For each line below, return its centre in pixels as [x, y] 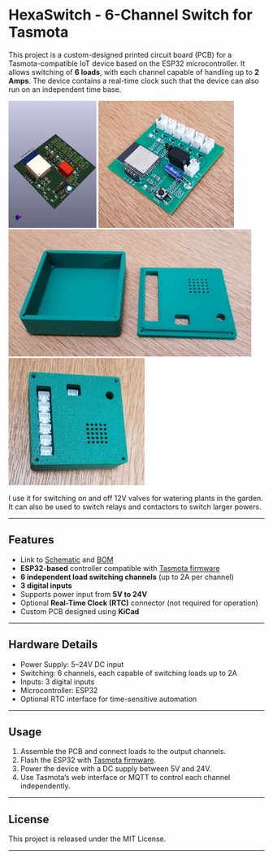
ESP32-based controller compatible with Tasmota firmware [120, 568]
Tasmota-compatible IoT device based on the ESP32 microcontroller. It [127, 63]
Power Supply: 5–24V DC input [72, 664]
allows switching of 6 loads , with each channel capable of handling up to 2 [134, 72]
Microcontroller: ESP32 [59, 690]
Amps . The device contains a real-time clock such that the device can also [134, 81]
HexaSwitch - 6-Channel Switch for [131, 15]
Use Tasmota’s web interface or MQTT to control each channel [125, 778]
